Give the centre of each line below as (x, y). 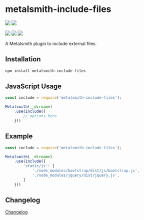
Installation (23, 59)
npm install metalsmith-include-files (45, 71)
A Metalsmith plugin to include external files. (51, 43)
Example (19, 136)
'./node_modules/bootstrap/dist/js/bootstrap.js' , (86, 171)
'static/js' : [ (39, 166)
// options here (40, 116)
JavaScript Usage (33, 87)
